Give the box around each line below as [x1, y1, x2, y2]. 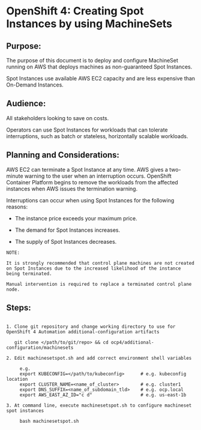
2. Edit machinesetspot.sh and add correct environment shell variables [6, 356, 192, 362]
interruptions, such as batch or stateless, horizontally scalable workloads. [6, 132, 188, 139]
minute [6, 172, 23, 180]
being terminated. [6, 270, 52, 277]
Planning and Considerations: [6, 150, 120, 160]
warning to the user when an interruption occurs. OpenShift [24, 172, 172, 180]
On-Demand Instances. [6, 81, 64, 88]
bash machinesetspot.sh [19, 419, 79, 425]
